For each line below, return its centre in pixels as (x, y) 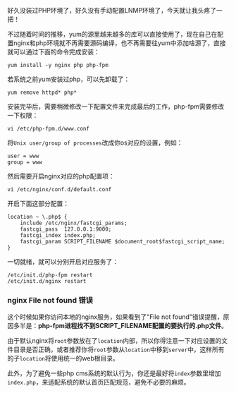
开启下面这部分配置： (38, 204)
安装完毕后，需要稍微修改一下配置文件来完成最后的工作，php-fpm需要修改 (116, 107)
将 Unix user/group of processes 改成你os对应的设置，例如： (95, 143)
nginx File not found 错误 (50, 300)
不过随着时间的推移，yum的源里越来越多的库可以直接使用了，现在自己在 (112, 34)
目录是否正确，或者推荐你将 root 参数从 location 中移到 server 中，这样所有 (119, 350)
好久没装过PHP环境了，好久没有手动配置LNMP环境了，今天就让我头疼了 (112, 10)
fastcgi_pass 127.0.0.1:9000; (66, 229)
